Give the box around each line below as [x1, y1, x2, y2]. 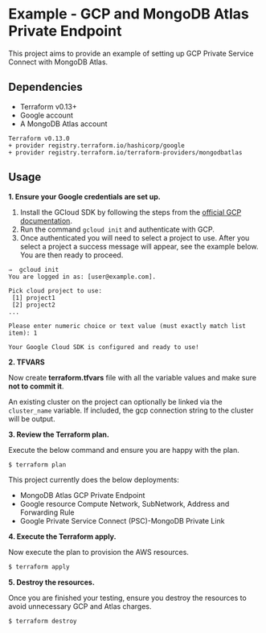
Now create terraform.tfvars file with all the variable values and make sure [8, 372, 257, 382]
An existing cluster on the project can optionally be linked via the [8, 397, 223, 406]
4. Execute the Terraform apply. [8, 532, 117, 541]
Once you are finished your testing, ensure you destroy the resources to [8, 593, 247, 603]
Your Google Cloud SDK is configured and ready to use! [8, 343, 199, 351]
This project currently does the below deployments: [8, 475, 179, 485]
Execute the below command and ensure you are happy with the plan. [8, 445, 239, 454]
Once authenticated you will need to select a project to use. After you [19, 232, 250, 242]
